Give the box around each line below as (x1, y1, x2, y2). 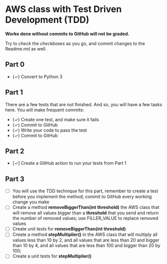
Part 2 (5, 147, 24, 155)
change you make (12, 199, 49, 205)
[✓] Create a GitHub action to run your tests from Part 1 (12, 160, 126, 166)
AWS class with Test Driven (5, 4, 122, 15)
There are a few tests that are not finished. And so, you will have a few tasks (5, 101, 162, 107)
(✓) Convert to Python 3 (12, 74, 62, 80)
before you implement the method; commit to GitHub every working (12, 194, 152, 200)
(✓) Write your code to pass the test (12, 127, 87, 133)
